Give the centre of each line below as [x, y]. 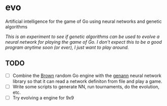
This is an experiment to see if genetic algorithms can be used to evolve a [82, 37]
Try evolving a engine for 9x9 [43, 97]
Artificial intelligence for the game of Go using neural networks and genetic [83, 21]
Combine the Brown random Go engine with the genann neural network [87, 76]
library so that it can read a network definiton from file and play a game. [87, 81]
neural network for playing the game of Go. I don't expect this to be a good [83, 42]
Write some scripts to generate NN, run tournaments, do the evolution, [86, 86]
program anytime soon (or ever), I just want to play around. [67, 47]
